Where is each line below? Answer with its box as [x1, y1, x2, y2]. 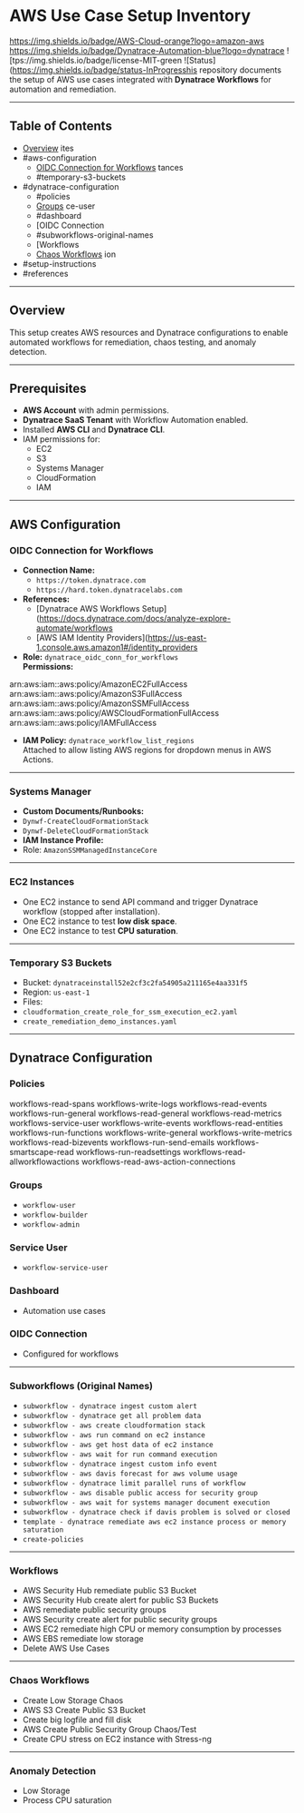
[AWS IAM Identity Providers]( [35, 632, 148, 643]
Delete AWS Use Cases [22, 1643, 110, 1654]
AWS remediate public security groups [22, 1604, 167, 1615]
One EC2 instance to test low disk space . [22, 916, 178, 926]
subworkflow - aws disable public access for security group [22, 1489, 259, 1498]
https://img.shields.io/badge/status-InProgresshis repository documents [12, 64, 282, 75]
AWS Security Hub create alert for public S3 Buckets [22, 1594, 219, 1606]
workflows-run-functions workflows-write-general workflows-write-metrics [9, 1127, 292, 1138]
